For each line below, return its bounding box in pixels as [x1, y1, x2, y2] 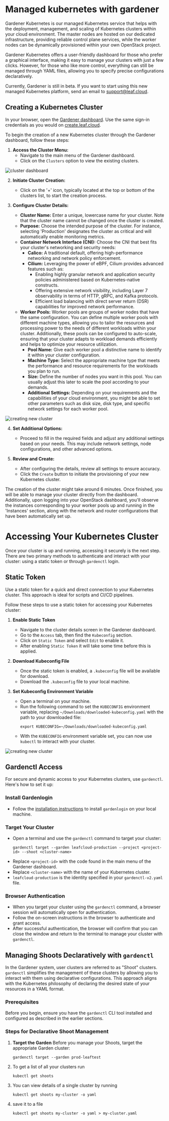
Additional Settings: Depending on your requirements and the [27, 389, 157, 395]
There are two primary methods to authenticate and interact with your [5, 553, 150, 559]
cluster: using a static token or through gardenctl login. [5, 558, 120, 564]
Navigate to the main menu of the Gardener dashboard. [20, 152, 135, 158]
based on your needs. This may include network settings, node [20, 441, 151, 447]
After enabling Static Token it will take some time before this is [20, 643, 151, 649]
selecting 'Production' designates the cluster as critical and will [20, 228, 152, 234]
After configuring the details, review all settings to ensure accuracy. [20, 465, 161, 471]
